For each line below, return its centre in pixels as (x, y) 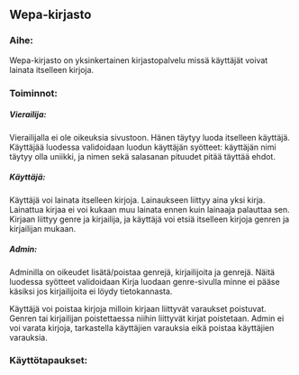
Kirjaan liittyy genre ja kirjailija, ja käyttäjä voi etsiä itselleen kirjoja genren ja (149, 219)
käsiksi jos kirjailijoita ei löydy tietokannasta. (91, 291)
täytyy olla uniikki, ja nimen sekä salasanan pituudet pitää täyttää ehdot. (143, 156)
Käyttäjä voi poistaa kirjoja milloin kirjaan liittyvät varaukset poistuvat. (138, 308)
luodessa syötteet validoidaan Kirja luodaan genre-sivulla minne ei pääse (145, 281)
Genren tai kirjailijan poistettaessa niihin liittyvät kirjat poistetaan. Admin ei (147, 318)
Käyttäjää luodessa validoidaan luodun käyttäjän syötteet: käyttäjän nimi (143, 147)
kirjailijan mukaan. (43, 228)
